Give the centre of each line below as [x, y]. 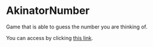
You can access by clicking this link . [50, 38]
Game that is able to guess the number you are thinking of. [77, 27]
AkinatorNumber [48, 11]
